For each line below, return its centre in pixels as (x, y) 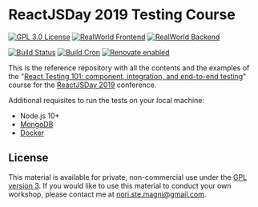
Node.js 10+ (40, 115)
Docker (32, 133)
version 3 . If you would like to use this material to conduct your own (120, 185)
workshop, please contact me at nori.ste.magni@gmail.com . (107, 194)
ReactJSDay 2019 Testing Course (122, 15)
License (28, 158)
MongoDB (36, 124)
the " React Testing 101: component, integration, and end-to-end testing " (127, 76)
